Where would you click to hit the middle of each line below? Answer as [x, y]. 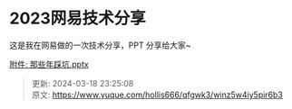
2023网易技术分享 [78, 18]
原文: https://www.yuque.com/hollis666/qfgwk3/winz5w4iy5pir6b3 [157, 95]
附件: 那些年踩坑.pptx [49, 64]
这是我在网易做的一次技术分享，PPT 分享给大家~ [101, 45]
